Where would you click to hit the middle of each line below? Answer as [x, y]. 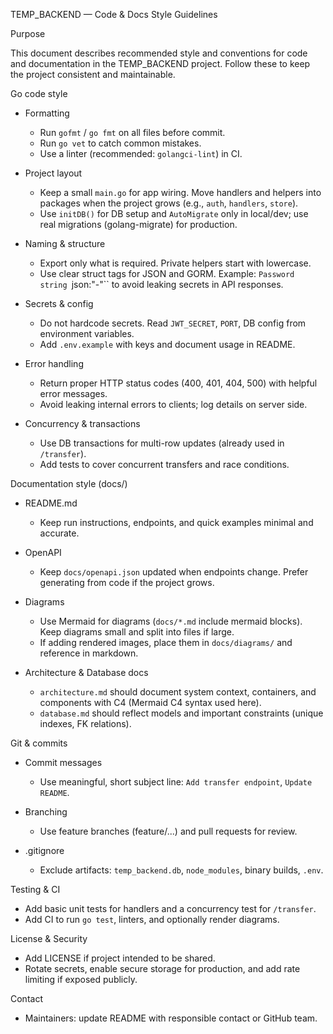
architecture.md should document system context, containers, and [178, 692]
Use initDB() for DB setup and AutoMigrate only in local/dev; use [174, 213]
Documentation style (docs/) [69, 483]
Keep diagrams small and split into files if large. [137, 632]
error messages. [73, 393]
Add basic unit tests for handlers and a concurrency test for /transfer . [170, 908]
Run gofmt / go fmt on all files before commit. [132, 132]
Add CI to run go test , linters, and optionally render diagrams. [152, 919]
